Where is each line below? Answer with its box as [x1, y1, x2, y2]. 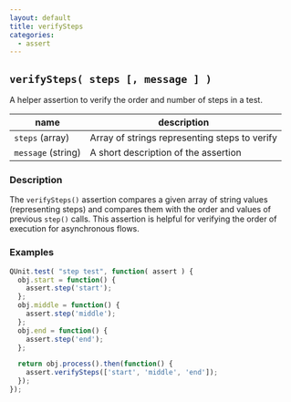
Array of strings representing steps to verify [89, 131, 278, 144]
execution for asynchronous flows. [9, 223, 140, 234]
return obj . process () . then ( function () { [17, 359, 173, 369]
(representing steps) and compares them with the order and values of [9, 204, 272, 215]
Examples [9, 246, 55, 259]
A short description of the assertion [89, 147, 242, 160]
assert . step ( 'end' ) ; [26, 335, 104, 344]
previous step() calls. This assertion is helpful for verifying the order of [9, 213, 277, 224]
